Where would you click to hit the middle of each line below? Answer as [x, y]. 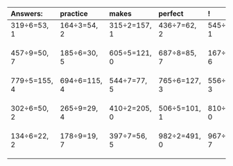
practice [74, 13]
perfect [171, 13]
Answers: [27, 13]
